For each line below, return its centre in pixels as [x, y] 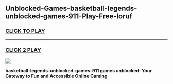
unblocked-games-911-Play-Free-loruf [69, 17]
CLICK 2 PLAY [23, 50]
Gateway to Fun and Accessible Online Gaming [56, 76]
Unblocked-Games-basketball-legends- [71, 8]
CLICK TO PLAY [25, 31]
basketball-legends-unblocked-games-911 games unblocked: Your [79, 70]
